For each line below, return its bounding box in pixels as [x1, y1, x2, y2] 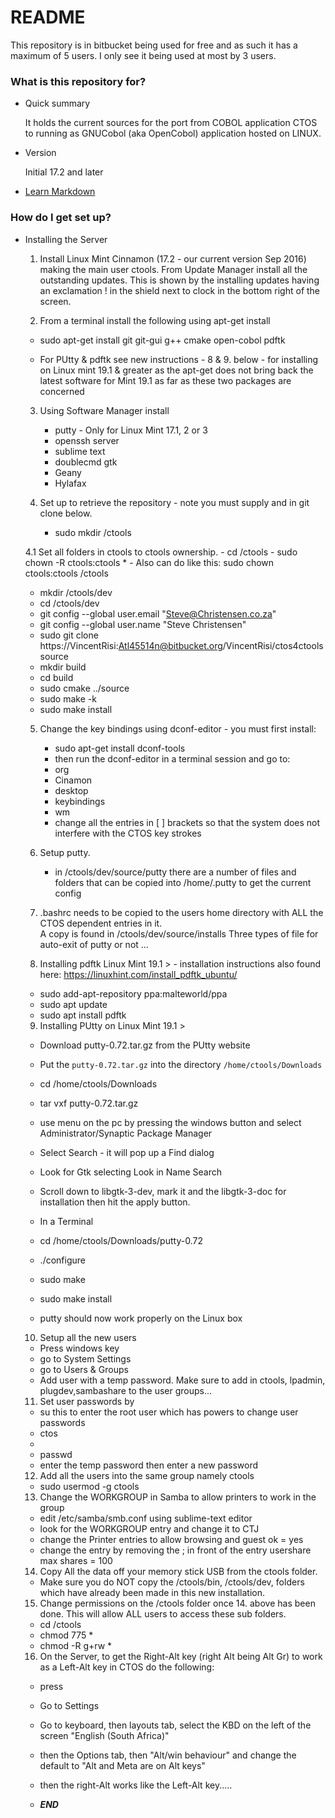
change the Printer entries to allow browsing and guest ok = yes [39, 1533, 304, 1545]
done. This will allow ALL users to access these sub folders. [39, 1607, 287, 1620]
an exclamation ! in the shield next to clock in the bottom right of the [39, 284, 321, 296]
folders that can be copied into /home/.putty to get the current [54, 876, 312, 888]
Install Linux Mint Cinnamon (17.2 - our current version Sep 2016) [39, 252, 307, 265]
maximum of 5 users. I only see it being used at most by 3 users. [10, 49, 277, 61]
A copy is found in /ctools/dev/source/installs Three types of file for [39, 927, 319, 940]
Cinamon [54, 774, 93, 786]
